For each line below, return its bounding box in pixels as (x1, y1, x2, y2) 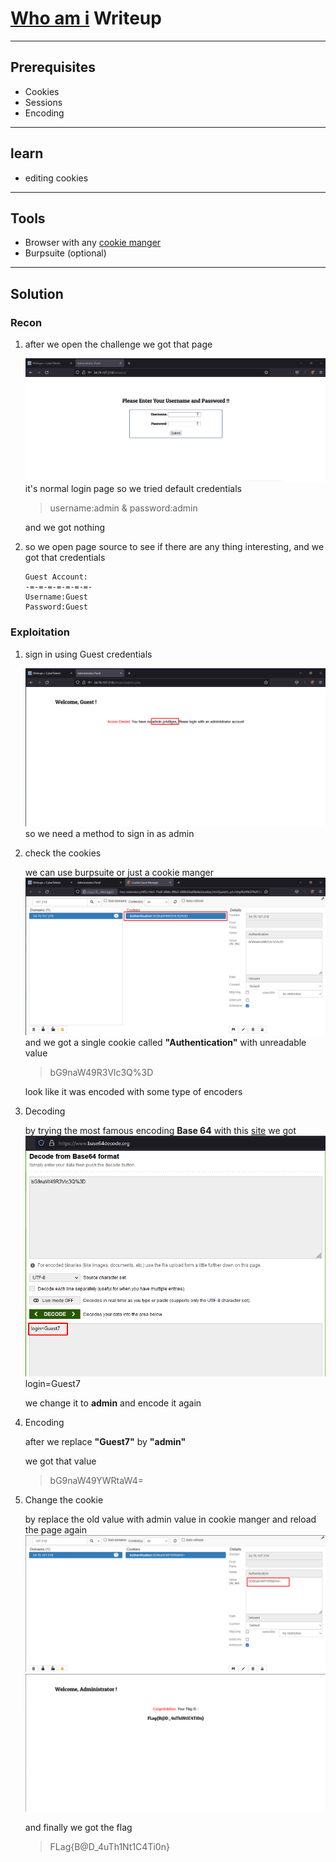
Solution (10, 285, 64, 302)
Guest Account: (24, 572, 89, 582)
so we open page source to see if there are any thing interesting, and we (24, 541, 325, 553)
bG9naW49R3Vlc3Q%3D (49, 1067, 154, 1079)
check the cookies (24, 847, 102, 859)
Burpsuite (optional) (24, 247, 107, 259)
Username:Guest (24, 592, 89, 602)
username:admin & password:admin (49, 502, 198, 514)
